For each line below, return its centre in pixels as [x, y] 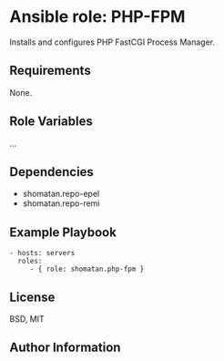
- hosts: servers [42, 253]
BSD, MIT [27, 319]
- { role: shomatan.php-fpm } [87, 269]
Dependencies [51, 172]
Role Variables [51, 122]
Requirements [50, 71]
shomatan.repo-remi [61, 203]
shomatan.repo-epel [61, 194]
